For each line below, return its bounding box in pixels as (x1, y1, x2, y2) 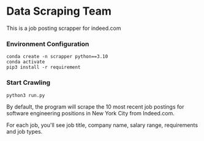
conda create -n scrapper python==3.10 (6, 54, 108, 60)
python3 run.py (6, 92, 45, 98)
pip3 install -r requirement (6, 64, 81, 71)
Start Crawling (6, 78, 51, 87)
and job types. (6, 128, 43, 135)
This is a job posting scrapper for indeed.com (6, 24, 121, 32)
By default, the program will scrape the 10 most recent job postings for (6, 103, 184, 110)
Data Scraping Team (6, 4, 112, 18)
